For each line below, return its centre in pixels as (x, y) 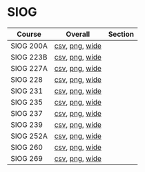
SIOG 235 (27, 102)
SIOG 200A (29, 46)
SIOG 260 (27, 147)
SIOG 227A (29, 68)
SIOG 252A (29, 136)
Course (29, 34)
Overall (78, 34)
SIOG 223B (29, 57)
